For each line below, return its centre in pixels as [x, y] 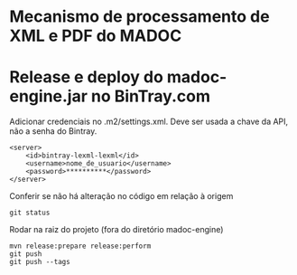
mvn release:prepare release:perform [80, 246]
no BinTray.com [150, 96]
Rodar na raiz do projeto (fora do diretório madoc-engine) [116, 230]
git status [30, 213]
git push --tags [40, 262]
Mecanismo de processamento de [139, 17]
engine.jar [49, 96]
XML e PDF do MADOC [96, 36]
